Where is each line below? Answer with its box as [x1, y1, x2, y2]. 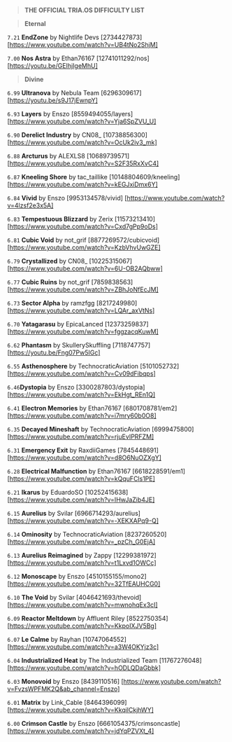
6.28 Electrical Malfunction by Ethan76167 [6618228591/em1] [7, 467, 186, 475]
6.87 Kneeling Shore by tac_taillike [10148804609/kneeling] [7, 173, 180, 181]
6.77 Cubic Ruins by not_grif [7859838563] [7, 278, 133, 286]
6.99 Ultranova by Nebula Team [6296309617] [7, 89, 142, 97]
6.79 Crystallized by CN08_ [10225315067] [7, 257, 133, 265]
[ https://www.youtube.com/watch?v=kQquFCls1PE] [7, 474, 156, 483]
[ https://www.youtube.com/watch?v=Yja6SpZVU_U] [7, 117, 157, 125]
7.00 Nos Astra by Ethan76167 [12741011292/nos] [7, 54, 150, 62]
